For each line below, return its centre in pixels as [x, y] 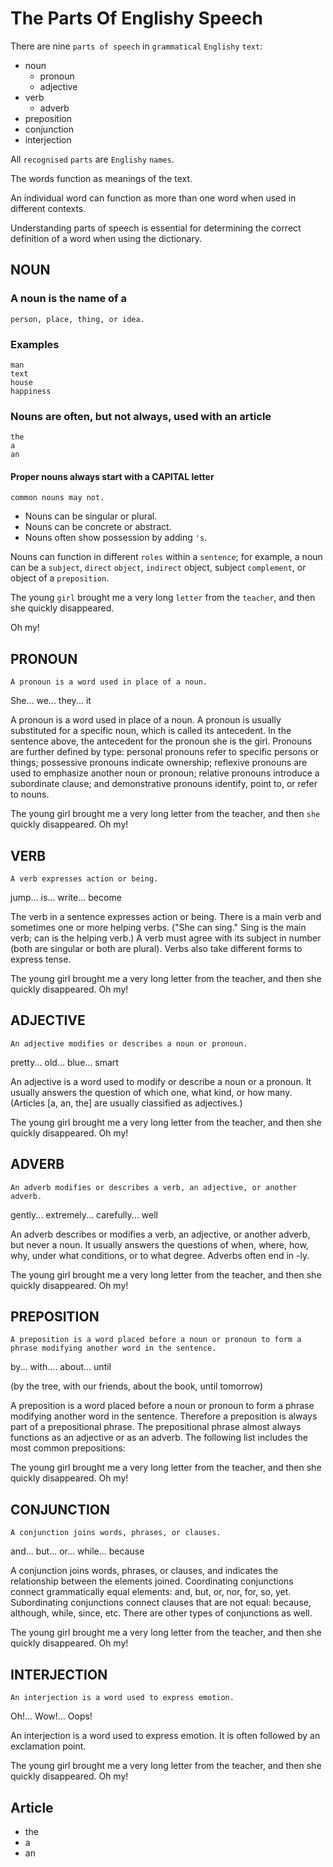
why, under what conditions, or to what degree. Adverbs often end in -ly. [160, 1255]
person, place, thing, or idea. [77, 319]
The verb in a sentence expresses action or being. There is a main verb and [166, 917]
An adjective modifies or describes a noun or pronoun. [129, 1043]
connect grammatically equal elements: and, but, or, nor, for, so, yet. [151, 1592]
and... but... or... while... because [77, 1551]
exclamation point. [48, 1746]
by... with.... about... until [61, 1367]
